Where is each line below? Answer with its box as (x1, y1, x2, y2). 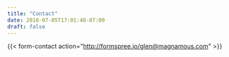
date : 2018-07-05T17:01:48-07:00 (7, 17, 105, 24)
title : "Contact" (7, 10, 58, 17)
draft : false (7, 23, 46, 30)
